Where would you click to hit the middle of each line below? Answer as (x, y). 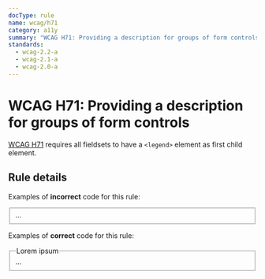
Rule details (37, 178)
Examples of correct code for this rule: (71, 236)
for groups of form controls (99, 122)
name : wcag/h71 (33, 23)
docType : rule (32, 15)
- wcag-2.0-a (37, 67)
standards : (26, 45)
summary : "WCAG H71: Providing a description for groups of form (118, 37)
